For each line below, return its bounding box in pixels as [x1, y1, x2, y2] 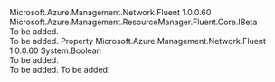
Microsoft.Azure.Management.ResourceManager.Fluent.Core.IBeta [9, 16, 258, 27]
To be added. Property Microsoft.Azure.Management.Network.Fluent [9, 36, 267, 46]
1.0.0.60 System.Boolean [9, 45, 102, 56]
